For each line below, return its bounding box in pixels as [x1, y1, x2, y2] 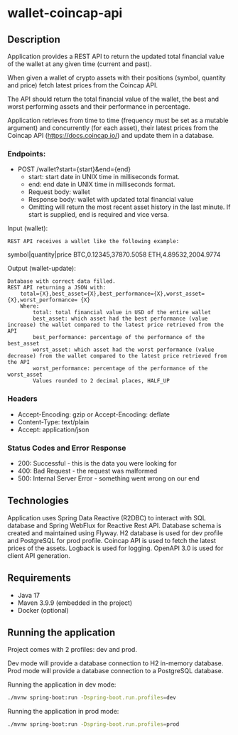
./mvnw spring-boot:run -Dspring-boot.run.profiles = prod [7, 721, 180, 728]
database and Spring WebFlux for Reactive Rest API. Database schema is [7, 521, 222, 530]
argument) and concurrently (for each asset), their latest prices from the [7, 124, 219, 132]
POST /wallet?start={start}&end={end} [17, 165, 131, 173]
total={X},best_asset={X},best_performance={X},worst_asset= [20, 290, 205, 298]
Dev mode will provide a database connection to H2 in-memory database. [7, 659, 224, 667]
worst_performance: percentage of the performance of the [33, 365, 208, 372]
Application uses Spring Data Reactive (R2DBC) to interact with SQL [7, 513, 206, 522]
